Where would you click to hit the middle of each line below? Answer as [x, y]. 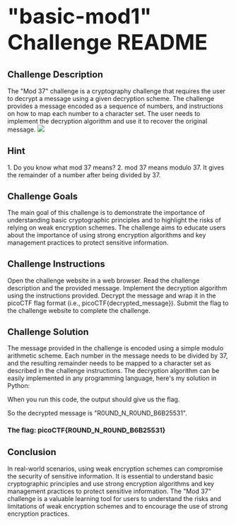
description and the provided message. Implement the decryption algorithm [117, 288]
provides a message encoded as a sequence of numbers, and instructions [116, 106]
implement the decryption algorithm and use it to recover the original [107, 121]
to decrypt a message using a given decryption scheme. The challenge [111, 98]
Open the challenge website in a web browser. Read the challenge [104, 281]
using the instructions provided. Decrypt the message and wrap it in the [112, 295]
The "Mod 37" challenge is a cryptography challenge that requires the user [117, 91]
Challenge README [108, 42]
